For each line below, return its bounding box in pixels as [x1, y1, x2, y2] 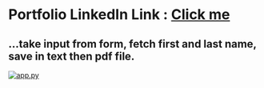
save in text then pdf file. [8, 49, 135, 63]
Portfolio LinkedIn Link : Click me [8, 6, 230, 24]
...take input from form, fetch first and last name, [8, 37, 257, 51]
